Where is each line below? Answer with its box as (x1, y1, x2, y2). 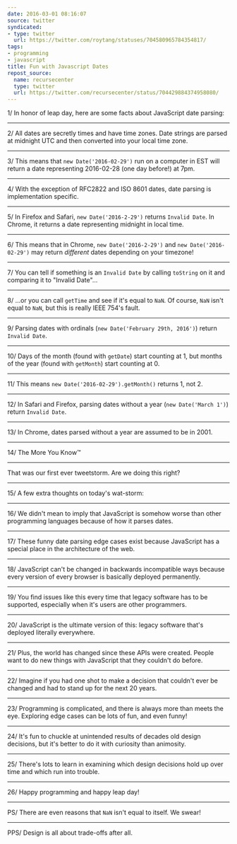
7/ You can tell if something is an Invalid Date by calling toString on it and (7, 268, 226, 277)
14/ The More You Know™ (7, 449, 81, 457)
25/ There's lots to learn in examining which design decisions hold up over (7, 760, 224, 768)
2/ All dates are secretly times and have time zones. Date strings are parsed (7, 129, 228, 138)
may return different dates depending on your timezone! (31, 248, 194, 257)
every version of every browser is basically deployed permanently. (7, 572, 201, 581)
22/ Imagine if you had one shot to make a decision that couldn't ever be (7, 676, 219, 685)
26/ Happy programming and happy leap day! (7, 788, 140, 797)
